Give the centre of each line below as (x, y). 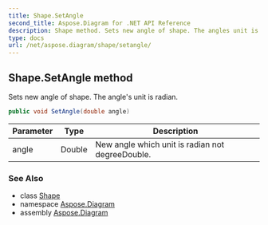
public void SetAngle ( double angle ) (69, 111)
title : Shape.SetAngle (46, 16)
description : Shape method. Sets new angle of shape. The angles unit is (134, 30)
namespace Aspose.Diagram (67, 204)
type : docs (26, 38)
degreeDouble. (123, 154)
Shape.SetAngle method (71, 78)
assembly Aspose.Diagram (64, 213)
